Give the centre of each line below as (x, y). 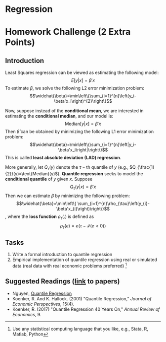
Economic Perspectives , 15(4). (43, 304)
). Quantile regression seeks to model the (100, 173)
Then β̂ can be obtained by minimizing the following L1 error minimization (80, 132)
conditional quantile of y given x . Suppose (49, 179)
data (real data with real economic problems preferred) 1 (69, 265)
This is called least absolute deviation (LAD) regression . (63, 158)
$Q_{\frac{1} (142, 167)
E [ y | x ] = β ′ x (83, 80)
